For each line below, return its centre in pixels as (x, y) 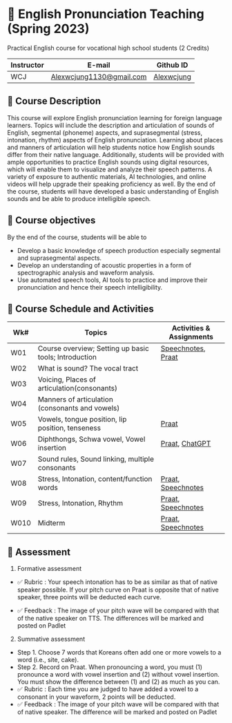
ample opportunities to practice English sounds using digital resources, (108, 162)
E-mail (99, 65)
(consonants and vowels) (79, 409)
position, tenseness (69, 428)
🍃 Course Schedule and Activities (80, 309)
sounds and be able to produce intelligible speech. (79, 198)
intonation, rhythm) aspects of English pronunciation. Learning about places (115, 140)
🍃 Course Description (54, 101)
